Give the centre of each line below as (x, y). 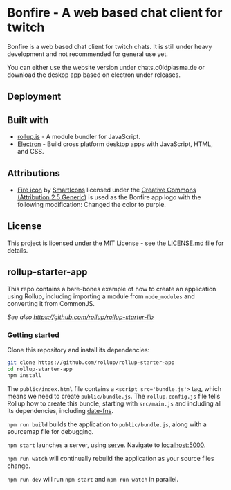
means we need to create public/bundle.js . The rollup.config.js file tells (114, 396)
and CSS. (30, 152)
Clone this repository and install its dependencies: (78, 350)
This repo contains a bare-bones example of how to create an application (112, 289)
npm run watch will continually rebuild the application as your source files (111, 458)
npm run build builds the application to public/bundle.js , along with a (107, 424)
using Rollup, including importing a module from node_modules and (101, 296)
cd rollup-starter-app (40, 369)
